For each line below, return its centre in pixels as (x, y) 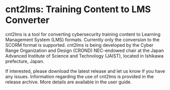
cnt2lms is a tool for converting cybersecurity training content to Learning (83, 34)
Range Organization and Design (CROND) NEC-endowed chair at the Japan (85, 50)
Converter (27, 20)
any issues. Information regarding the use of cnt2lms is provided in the (80, 76)
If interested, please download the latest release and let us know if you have (85, 71)
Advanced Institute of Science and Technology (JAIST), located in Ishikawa (84, 56)
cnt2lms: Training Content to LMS (78, 9)
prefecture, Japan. (25, 61)
